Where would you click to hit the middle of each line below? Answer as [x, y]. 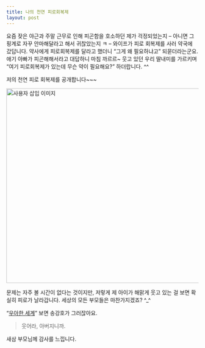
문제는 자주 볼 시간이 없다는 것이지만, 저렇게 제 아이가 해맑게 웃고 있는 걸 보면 [98, 292]
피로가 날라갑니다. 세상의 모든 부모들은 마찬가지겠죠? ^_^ [84, 300]
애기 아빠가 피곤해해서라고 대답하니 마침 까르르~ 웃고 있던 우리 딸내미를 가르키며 [102, 59]
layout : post [23, 18]
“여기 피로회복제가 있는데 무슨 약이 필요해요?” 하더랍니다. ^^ [78, 66]
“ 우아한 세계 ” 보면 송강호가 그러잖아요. [52, 313]
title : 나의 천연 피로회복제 [38, 12]
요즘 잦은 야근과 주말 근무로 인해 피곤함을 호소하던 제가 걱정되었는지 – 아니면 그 [100, 36]
